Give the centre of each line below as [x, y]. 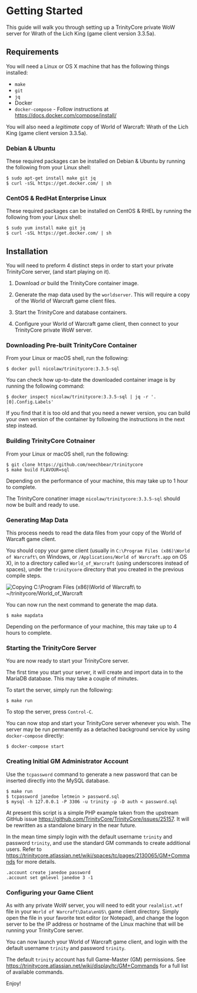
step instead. [22, 425]
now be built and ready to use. [43, 504]
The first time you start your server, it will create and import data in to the [95, 672]
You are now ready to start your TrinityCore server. [68, 661]
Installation [27, 251]
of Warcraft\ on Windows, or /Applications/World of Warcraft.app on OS [96, 557]
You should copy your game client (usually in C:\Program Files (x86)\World [98, 550]
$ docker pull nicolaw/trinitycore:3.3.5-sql [63, 369]
